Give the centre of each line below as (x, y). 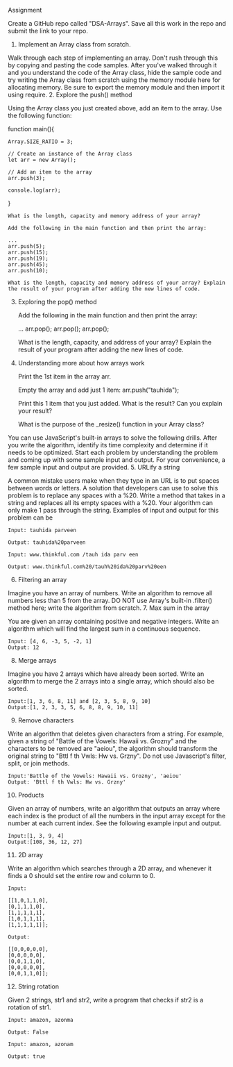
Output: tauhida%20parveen (47, 543)
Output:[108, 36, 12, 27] (45, 842)
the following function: (40, 115)
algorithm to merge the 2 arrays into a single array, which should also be (111, 681)
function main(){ (31, 129)
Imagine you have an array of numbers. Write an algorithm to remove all (110, 593)
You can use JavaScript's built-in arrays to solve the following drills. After (113, 438)
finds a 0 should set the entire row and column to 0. (81, 876)
